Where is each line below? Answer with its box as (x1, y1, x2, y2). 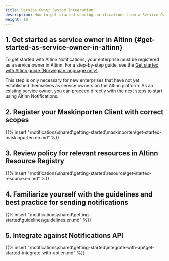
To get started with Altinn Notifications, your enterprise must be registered (5, 56, 159, 63)
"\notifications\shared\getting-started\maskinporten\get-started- (27, 129, 162, 135)
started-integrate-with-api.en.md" (5, 250, 76, 256)
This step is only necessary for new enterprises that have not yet (5, 77, 140, 83)
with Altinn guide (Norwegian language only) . (5, 68, 99, 74)
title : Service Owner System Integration (5, 7, 94, 13)
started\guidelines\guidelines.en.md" (5, 217, 82, 223)
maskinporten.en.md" (5, 135, 50, 140)
